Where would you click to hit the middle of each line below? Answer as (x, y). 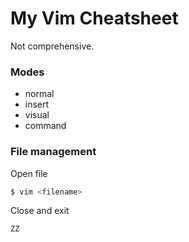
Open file (29, 173)
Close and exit (40, 211)
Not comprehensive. (52, 46)
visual (37, 115)
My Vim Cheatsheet (94, 18)
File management (53, 152)
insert (37, 104)
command (45, 126)
